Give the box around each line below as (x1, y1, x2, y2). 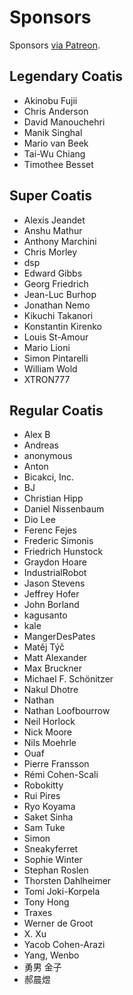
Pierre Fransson (23, 758, 90, 770)
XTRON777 (23, 373, 71, 385)
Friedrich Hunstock (23, 546, 104, 558)
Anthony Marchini (23, 235, 97, 247)
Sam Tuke (23, 822, 66, 834)
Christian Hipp (23, 492, 84, 505)
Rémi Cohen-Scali (23, 769, 99, 781)
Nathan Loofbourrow (23, 705, 111, 717)
